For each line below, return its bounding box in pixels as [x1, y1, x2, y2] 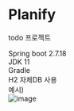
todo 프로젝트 [8, 33, 52, 42]
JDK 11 [8, 57, 30, 67]
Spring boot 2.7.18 [8, 48, 67, 58]
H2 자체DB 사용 [8, 75, 57, 84]
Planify [8, 6, 56, 24]
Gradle [8, 65, 30, 75]
